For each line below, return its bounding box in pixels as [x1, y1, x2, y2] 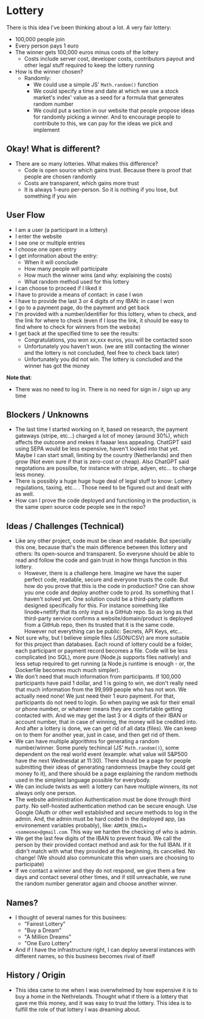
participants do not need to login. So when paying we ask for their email [15, 699, 195, 706]
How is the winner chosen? [15, 68, 83, 75]
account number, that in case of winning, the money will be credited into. [15, 718, 198, 726]
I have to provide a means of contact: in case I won [15, 290, 143, 298]
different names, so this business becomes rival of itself [15, 953, 155, 959]
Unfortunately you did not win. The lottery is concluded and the [24, 355, 183, 363]
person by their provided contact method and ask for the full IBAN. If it [15, 841, 191, 849]
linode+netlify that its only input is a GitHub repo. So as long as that [24, 608, 193, 615]
